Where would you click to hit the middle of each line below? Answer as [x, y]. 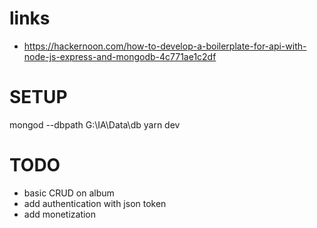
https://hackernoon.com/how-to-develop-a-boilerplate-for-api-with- [165, 46]
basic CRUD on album [69, 193]
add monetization [60, 214]
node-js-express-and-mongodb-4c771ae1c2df [120, 56]
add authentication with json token [95, 203]
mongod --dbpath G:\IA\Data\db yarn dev [95, 124]
